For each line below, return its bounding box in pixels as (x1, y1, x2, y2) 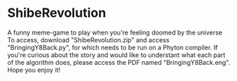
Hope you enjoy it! (7, 66, 61, 74)
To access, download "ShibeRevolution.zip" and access (7, 35, 170, 44)
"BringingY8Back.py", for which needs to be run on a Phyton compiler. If (7, 43, 218, 51)
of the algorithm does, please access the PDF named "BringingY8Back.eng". (7, 58, 231, 66)
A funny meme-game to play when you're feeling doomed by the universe (7, 28, 223, 37)
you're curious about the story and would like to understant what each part (7, 51, 226, 59)
